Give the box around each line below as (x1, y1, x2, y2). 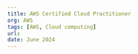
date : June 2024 (7, 36, 55, 43)
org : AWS (7, 17, 33, 24)
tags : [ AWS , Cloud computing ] (7, 23, 97, 30)
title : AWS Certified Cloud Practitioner (7, 10, 132, 18)
